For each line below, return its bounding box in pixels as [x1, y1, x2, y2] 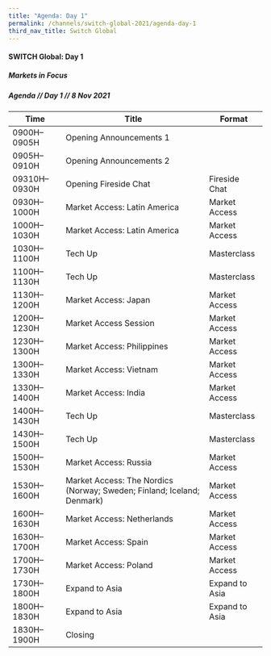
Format [219, 114, 248, 125]
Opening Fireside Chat [65, 178, 151, 190]
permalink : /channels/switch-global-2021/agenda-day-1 [8, 19, 197, 27]
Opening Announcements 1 [65, 132, 170, 144]
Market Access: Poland [65, 560, 153, 571]
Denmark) [65, 495, 104, 507]
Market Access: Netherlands [65, 513, 173, 524]
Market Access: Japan [65, 295, 151, 306]
